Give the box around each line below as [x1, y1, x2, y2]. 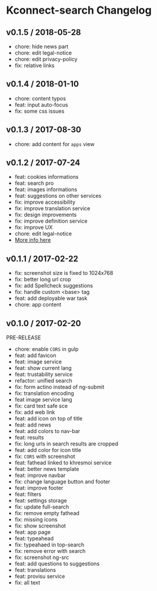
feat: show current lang [14, 365, 72, 372]
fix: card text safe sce [14, 402, 68, 410]
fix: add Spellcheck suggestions [14, 282, 93, 289]
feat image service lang [14, 396, 72, 403]
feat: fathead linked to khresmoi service [14, 459, 112, 466]
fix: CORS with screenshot [14, 453, 75, 460]
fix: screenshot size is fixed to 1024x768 [14, 270, 114, 277]
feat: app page [14, 529, 51, 536]
